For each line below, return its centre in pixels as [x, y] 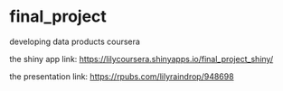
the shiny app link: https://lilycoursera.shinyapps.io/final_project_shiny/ [141, 59]
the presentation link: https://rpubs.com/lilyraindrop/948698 [122, 76]
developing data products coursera [75, 41]
